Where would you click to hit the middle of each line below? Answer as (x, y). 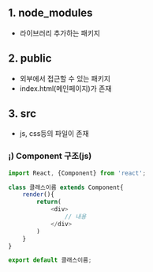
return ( (49, 202)
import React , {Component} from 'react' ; (77, 173)
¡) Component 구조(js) (50, 156)
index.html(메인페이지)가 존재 (65, 88)
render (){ (39, 195)
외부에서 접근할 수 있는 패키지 (65, 78)
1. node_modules (50, 13)
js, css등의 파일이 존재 (54, 134)
